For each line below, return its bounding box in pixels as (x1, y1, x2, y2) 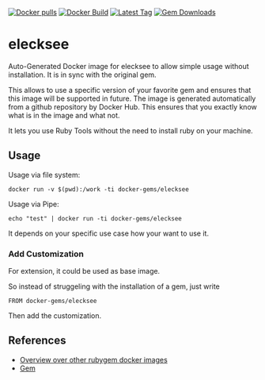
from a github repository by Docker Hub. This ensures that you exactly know (8, 102, 257, 111)
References (8, 334, 66, 347)
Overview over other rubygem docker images (19, 355, 168, 364)
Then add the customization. (8, 311, 102, 321)
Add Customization (8, 248, 85, 259)
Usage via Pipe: (8, 199, 59, 209)
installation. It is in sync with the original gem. (8, 70, 157, 79)
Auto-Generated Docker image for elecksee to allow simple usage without (8, 61, 249, 71)
